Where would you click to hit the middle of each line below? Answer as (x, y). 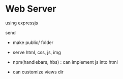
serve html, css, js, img (37, 52)
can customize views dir (38, 72)
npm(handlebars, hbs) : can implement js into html (65, 62)
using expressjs (22, 23)
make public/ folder (33, 42)
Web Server (31, 9)
